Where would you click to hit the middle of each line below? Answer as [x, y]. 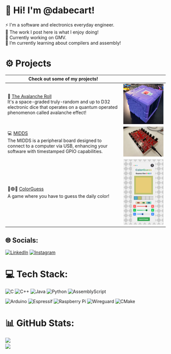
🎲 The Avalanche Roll [30, 96]
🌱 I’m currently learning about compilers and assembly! [63, 43]
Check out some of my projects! [63, 79]
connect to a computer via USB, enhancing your [58, 146]
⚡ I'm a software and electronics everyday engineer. [60, 24]
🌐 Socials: [22, 240]
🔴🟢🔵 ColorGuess [26, 189]
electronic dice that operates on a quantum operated [63, 107]
